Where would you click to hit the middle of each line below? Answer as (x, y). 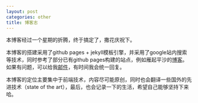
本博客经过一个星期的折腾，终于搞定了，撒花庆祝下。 (71, 40)
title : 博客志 (22, 22)
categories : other (29, 17)
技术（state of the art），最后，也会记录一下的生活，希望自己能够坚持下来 (100, 87)
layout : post (22, 11)
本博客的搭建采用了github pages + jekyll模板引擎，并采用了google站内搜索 (97, 52)
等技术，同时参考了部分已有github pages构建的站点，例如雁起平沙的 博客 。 (97, 60)
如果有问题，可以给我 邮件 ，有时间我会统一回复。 (65, 67)
